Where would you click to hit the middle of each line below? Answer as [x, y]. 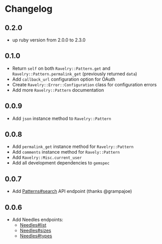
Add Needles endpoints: [38, 219]
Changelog [29, 9]
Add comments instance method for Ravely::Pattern [66, 152]
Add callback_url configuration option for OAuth [64, 79]
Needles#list [33, 225]
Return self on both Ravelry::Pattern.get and [61, 68]
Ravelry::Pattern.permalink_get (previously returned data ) [75, 74]
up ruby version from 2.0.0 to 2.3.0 [49, 40]
